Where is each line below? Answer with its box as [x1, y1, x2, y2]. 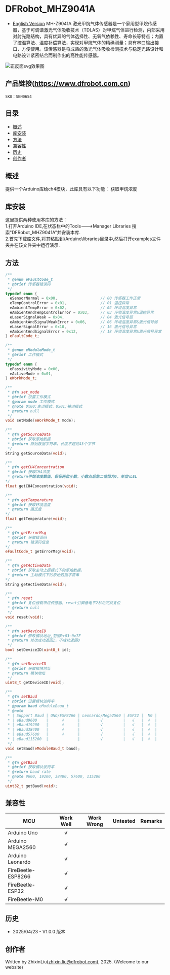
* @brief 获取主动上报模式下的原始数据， [7, 568, 84, 573]
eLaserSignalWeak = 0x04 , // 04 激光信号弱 [10, 314, 133, 320]
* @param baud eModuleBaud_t [7, 703, 69, 708]
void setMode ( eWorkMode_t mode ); [5, 418, 76, 423]
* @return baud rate [7, 769, 51, 774]
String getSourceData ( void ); [5, 450, 67, 456]
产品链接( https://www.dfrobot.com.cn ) [5, 79, 131, 88]
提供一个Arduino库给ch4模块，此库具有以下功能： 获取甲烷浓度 [5, 186, 138, 192]
